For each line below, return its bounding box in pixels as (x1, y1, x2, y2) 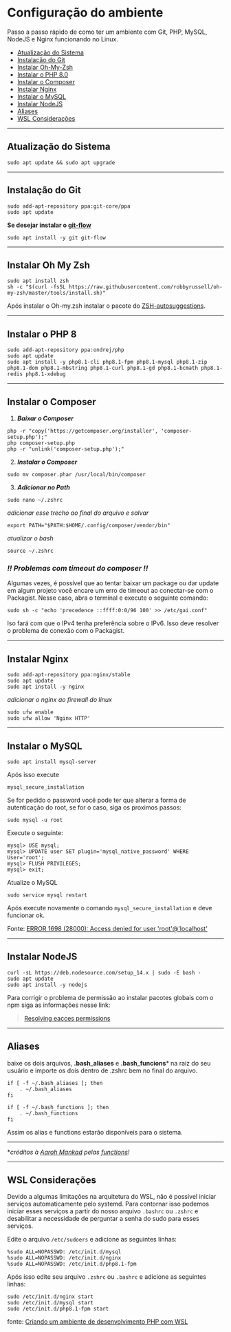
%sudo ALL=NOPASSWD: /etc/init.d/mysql (7, 1248, 122, 1255)
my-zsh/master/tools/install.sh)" (7, 290, 107, 297)
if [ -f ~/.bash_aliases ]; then (7, 1079, 103, 1086)
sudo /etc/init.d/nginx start (7, 1293, 94, 1300)
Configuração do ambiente (7, 5, 164, 21)
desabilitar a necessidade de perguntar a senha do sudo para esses (7, 1215, 199, 1223)
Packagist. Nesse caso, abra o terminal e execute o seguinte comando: (7, 594, 208, 602)
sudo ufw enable (7, 709, 54, 716)
